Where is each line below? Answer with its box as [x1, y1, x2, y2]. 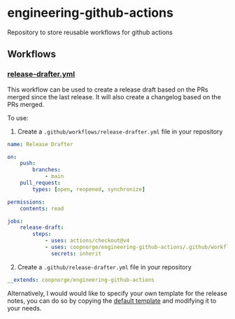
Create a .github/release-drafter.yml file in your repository [17, 262, 192, 271]
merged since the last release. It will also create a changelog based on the [7, 92, 222, 101]
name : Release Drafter [7, 141, 73, 148]
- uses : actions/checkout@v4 [44, 237, 130, 244]
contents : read [20, 205, 64, 212]
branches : [32, 166, 61, 173]
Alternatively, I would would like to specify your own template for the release [7, 289, 227, 297]
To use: [7, 113, 29, 122]
